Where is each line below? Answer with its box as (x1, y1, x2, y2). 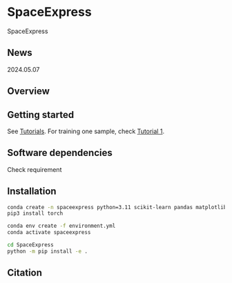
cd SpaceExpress (7, 242, 54, 248)
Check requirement (7, 165, 62, 173)
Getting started (7, 108, 75, 121)
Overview (7, 86, 50, 97)
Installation (7, 186, 57, 197)
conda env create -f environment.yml (7, 222, 116, 230)
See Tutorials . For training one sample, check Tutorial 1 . (7, 127, 164, 135)
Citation (7, 267, 43, 279)
